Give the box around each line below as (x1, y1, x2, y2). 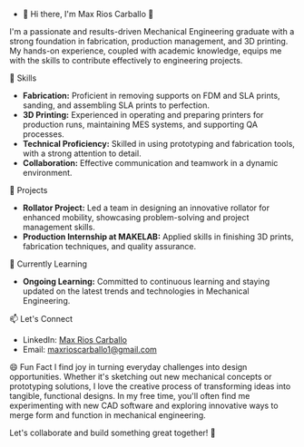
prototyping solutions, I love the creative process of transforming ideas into (9, 381, 291, 392)
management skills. (22, 222, 95, 232)
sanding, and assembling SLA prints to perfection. (22, 100, 211, 111)
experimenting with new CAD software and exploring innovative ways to (9, 400, 279, 411)
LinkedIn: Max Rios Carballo (22, 335, 128, 345)
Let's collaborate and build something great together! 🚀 (9, 427, 216, 438)
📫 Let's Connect (9, 314, 74, 324)
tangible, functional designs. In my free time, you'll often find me (9, 391, 250, 401)
